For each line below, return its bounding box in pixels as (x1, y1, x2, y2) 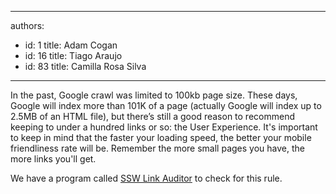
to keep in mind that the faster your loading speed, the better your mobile (10, 132, 312, 143)
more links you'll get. (10, 153, 97, 165)
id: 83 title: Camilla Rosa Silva (24, 61, 147, 72)
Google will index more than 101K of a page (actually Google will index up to (10, 100, 322, 111)
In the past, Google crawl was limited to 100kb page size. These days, (10, 89, 298, 101)
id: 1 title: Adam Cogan (24, 39, 118, 51)
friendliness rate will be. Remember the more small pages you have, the (10, 142, 305, 154)
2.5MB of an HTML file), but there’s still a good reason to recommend (10, 111, 295, 122)
